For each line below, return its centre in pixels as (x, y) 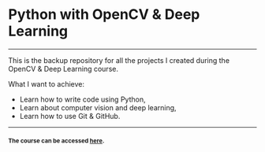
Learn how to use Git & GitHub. (70, 116)
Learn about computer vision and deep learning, (98, 107)
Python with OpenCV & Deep (104, 15)
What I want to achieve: (47, 83)
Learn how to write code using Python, (82, 99)
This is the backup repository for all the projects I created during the (119, 60)
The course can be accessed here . (56, 141)
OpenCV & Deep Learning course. (63, 69)
